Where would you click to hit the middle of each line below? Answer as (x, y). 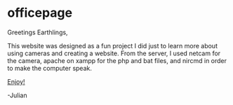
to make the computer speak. (50, 68)
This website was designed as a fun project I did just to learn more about (112, 45)
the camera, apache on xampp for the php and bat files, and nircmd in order (117, 60)
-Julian (17, 95)
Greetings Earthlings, (38, 32)
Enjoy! (16, 81)
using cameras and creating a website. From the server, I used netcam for (114, 53)
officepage (40, 13)
